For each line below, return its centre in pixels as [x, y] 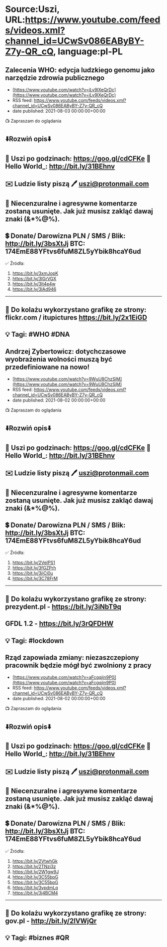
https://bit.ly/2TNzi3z [34, 866]
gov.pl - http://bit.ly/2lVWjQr [51, 921]
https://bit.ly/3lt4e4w [34, 284]
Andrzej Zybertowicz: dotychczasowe [66, 351]
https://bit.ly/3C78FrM [35, 578]
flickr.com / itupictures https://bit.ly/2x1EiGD [76, 317]
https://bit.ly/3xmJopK [35, 273]
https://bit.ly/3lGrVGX [34, 279]
